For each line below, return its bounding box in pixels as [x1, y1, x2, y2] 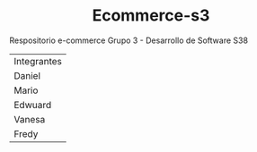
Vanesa [13, 113, 46, 125]
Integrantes [13, 55, 63, 67]
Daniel [13, 69, 41, 81]
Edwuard [13, 98, 52, 111]
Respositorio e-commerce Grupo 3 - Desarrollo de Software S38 [9, 35, 249, 46]
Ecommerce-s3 [92, 5, 210, 26]
